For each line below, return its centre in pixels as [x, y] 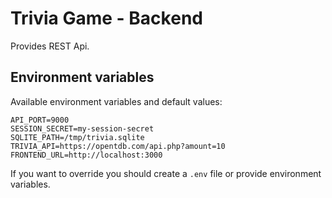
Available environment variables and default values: [116, 101]
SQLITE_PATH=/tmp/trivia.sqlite [77, 137]
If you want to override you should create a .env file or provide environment [166, 173]
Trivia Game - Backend [106, 18]
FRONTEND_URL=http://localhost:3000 [86, 155]
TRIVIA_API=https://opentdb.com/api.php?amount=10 [118, 146]
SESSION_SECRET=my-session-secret [82, 128]
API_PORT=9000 [40, 120]
